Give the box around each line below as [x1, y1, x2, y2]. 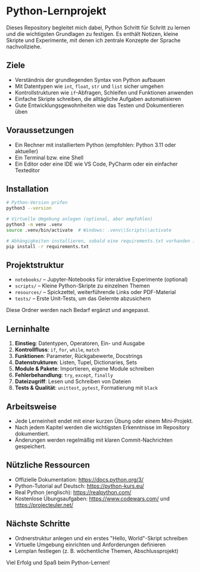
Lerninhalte [6, 324, 50, 334]
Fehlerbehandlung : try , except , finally [14, 372, 113, 379]
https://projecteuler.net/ [14, 501, 73, 509]
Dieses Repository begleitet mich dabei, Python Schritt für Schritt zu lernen [6, 24, 190, 31]
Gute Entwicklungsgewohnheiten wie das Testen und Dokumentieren [14, 102, 185, 109]
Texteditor [14, 166, 40, 174]
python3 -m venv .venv [6, 222, 62, 228]
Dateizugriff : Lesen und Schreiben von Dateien [14, 378, 132, 385]
